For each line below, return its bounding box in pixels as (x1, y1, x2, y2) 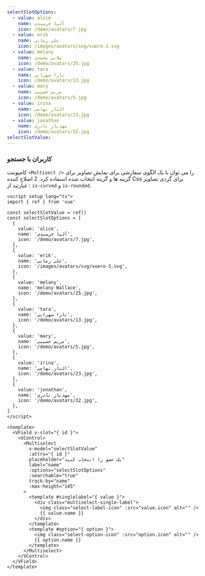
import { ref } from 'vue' (7, 199, 76, 205)
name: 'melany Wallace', (18, 285, 81, 291)
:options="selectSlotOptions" (29, 467, 106, 474)
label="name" (29, 462, 62, 468)
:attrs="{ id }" (29, 451, 70, 458)
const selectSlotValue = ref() (7, 210, 87, 216)
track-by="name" (29, 478, 70, 485)
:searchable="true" (29, 473, 79, 479)
